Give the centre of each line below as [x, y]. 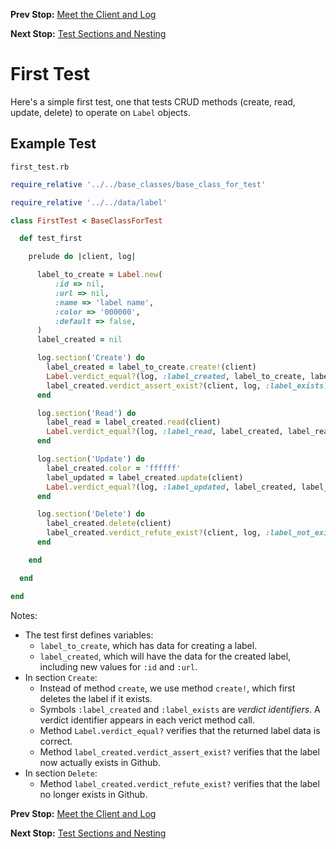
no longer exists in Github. [93, 794]
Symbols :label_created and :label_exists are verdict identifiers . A [180, 709]
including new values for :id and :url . [118, 666]
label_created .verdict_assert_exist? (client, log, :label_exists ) [187, 385]
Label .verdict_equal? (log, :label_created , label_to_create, [176, 376]
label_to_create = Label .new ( [99, 275]
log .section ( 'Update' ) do [90, 459]
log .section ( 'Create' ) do [90, 358]
